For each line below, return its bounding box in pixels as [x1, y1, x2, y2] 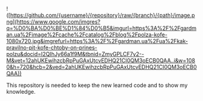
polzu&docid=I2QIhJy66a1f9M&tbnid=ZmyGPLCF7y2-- [6, 50, 145, 57]
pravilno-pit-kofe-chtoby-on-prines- [6, 44, 98, 51]
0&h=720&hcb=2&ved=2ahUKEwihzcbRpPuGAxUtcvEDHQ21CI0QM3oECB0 [6, 63, 198, 71]
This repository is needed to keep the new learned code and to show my [6, 82, 188, 89]
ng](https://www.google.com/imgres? [6, 18, 101, 25]
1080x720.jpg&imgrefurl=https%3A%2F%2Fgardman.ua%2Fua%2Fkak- [6, 38, 188, 44]
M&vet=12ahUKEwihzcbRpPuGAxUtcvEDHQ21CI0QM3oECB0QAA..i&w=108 [6, 57, 196, 64]
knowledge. [6, 88, 36, 95]
